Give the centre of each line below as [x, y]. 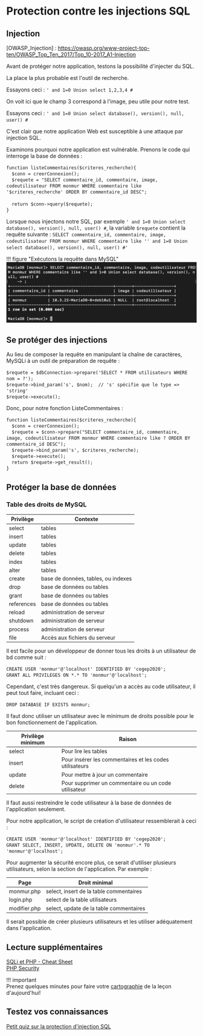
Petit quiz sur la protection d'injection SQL [59, 1026]
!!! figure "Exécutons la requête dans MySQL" [63, 259]
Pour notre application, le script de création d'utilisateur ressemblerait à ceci [101, 821]
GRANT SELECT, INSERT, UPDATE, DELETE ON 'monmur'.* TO [78, 845]
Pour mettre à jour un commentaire [105, 774]
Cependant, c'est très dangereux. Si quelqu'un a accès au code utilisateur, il [101, 686]
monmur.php [25, 891]
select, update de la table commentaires [95, 908]
